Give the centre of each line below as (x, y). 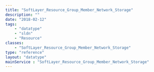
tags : (11, 24)
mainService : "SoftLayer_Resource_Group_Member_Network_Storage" (77, 62)
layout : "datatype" (26, 57)
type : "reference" (25, 52)
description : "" (22, 15)
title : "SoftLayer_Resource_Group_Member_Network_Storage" (69, 10)
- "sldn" (24, 33)
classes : (15, 43)
